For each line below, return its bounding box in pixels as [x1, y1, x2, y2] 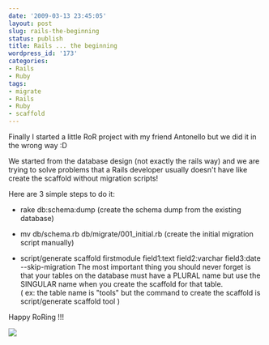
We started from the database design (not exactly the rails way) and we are [8, 156, 260, 166]
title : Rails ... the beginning [8, 42, 117, 50]
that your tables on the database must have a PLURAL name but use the [19, 270, 261, 280]
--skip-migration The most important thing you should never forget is [19, 262, 251, 271]
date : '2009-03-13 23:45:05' [8, 11, 107, 20]
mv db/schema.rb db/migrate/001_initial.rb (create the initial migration [19, 229, 254, 239]
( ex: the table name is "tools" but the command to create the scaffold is [19, 288, 261, 297]
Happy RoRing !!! [8, 313, 65, 322]
